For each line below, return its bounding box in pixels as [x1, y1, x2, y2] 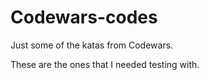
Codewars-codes [10, 6, 158, 29]
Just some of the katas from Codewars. [10, 39, 174, 51]
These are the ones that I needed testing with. [10, 58, 200, 70]
